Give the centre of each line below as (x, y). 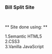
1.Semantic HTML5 (23, 36)
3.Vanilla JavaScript (24, 47)
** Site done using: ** (26, 27)
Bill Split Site (20, 7)
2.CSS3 (12, 41)
